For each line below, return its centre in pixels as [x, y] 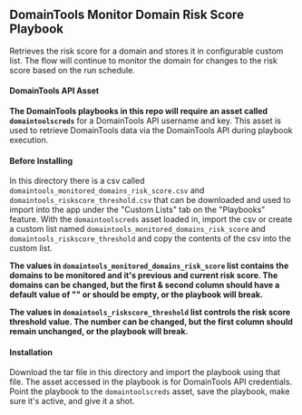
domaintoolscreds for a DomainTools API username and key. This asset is [145, 121]
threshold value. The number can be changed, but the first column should [151, 322]
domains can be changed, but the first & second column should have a [145, 285]
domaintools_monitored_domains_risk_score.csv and [107, 190]
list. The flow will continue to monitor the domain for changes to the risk [144, 60]
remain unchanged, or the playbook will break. [99, 332]
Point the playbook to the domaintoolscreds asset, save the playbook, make [150, 391]
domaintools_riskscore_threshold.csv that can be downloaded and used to [150, 200]
